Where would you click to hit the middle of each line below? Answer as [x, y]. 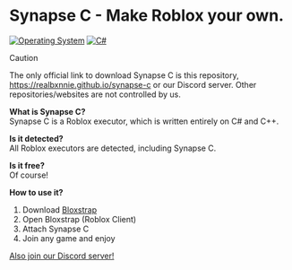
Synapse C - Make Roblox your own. [147, 16]
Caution [24, 57]
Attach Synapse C [56, 229]
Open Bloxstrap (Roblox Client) [79, 219]
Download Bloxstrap [60, 209]
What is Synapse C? [47, 111]
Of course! [29, 175]
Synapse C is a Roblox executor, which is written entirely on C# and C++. [144, 121]
